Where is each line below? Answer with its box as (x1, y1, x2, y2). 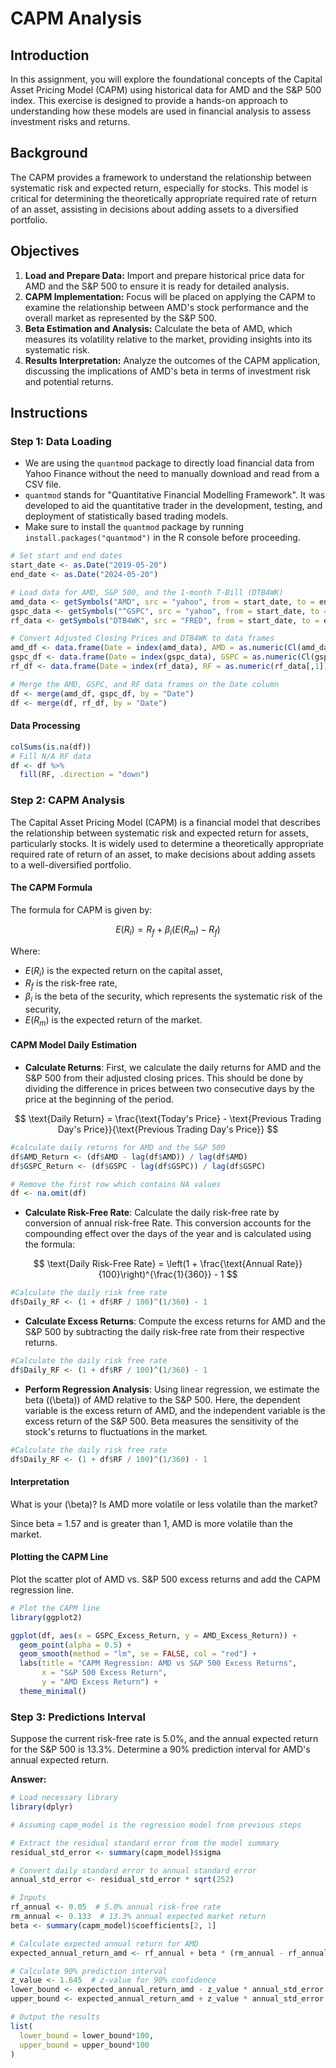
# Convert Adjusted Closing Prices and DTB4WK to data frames (10, 633, 275, 644)
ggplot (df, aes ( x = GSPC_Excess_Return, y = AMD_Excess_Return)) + (10, 1630, 298, 1641)
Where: (10, 945, 41, 957)
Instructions (10, 405, 88, 422)
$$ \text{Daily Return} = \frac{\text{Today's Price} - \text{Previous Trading (14, 1112, 322, 1124)
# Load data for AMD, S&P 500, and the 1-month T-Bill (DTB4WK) (10, 587, 284, 597)
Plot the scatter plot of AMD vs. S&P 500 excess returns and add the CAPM (10, 1573, 321, 1585)
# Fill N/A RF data (10, 751, 92, 761)
